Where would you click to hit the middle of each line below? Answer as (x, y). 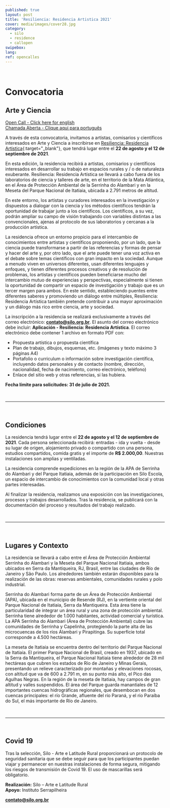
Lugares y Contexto (37, 545)
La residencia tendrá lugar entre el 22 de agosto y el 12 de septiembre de (82, 437)
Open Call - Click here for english (40, 122)
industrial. (16, 584)
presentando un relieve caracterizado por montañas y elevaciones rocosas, (84, 669)
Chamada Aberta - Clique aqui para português (54, 128)
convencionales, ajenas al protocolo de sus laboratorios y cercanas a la (80, 222)
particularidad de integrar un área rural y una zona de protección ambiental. (84, 610)
